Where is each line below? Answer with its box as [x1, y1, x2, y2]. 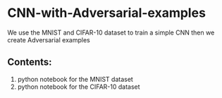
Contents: [7, 56, 52, 68]
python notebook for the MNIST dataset [17, 75, 134, 83]
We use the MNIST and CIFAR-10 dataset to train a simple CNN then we [7, 28, 215, 37]
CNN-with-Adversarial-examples [7, 5, 206, 21]
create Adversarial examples [7, 35, 90, 44]
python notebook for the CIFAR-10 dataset [17, 82, 140, 91]
